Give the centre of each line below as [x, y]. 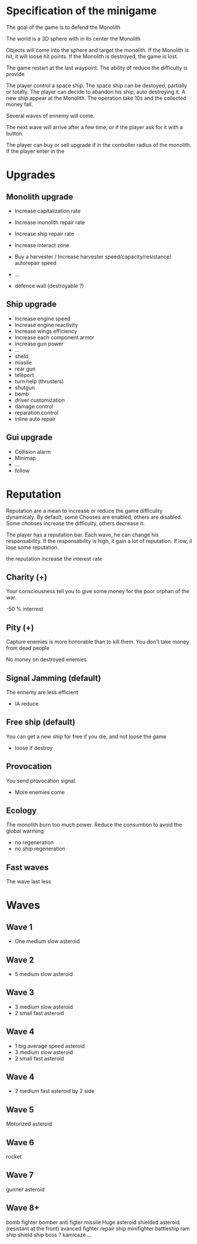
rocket [14, 1157]
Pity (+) [20, 628]
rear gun [25, 369]
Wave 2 [20, 960]
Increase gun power [39, 343]
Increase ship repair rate [45, 234]
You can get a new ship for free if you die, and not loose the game [86, 736]
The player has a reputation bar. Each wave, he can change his [83, 535]
